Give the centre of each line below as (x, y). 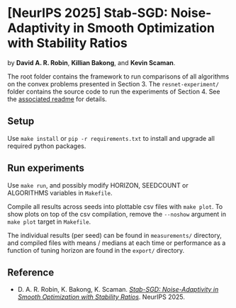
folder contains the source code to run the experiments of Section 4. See (114, 91)
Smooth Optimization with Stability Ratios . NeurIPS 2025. (101, 297)
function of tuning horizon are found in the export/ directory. (96, 250)
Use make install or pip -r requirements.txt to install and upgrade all (111, 138)
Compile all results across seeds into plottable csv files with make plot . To (115, 206)
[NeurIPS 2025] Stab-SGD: (88, 13)
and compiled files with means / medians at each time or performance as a (117, 243)
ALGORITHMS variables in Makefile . (60, 193)
